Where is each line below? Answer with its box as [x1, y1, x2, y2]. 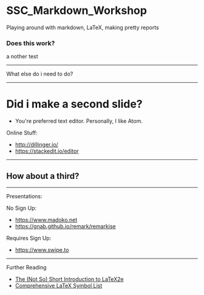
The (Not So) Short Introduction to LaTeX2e [15, 275, 124, 283]
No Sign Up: [6, 204, 37, 212]
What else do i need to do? [6, 71, 73, 78]
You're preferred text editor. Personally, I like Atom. [15, 117, 143, 125]
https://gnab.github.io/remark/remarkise [15, 223, 117, 230]
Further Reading [6, 263, 47, 271]
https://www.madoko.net [15, 216, 78, 223]
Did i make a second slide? [6, 97, 143, 111]
